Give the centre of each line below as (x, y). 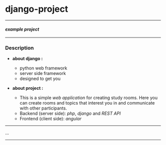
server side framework (43, 73)
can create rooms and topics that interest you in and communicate (87, 103)
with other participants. (43, 108)
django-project (37, 9)
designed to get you (40, 79)
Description (20, 48)
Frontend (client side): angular (50, 119)
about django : (27, 59)
